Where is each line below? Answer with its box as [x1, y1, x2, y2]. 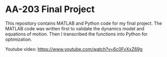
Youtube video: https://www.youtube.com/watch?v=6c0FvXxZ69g [5, 46, 143, 52]
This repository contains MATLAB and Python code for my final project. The [5, 20, 162, 26]
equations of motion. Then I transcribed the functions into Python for [5, 31, 148, 37]
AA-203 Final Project [5, 4, 95, 15]
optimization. [5, 36, 32, 42]
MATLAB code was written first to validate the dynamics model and [5, 25, 145, 31]
